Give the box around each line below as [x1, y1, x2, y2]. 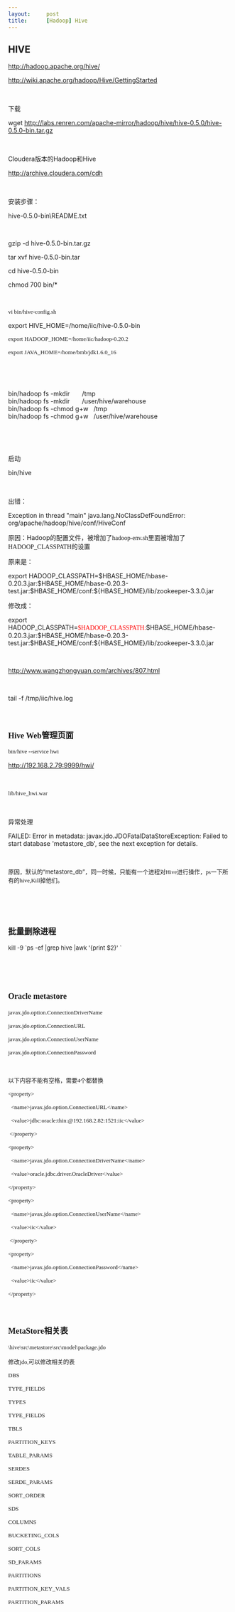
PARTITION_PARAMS [8, 1598, 65, 1606]
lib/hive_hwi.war [8, 790, 48, 797]
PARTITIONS [8, 1571, 41, 1579]
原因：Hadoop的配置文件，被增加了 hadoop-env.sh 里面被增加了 [8, 534, 186, 542]
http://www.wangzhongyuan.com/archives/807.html [8, 667, 160, 675]
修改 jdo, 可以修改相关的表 [8, 1357, 75, 1366]
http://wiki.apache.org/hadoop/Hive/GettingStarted [8, 76, 158, 85]
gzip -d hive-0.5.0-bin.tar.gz [8, 239, 91, 248]
